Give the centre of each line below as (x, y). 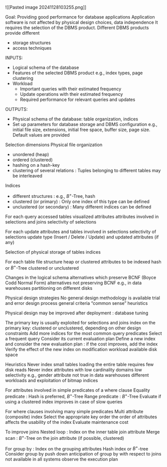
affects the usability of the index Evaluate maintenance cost (67, 422)
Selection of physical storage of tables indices (53, 252)
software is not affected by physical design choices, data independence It (81, 22)
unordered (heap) (31, 154)
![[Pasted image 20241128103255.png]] (46, 7)
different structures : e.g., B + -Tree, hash (54, 196)
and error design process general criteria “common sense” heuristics (76, 303)
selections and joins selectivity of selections (51, 222)
